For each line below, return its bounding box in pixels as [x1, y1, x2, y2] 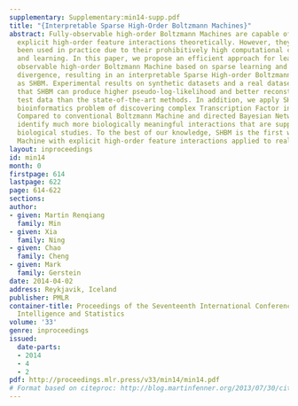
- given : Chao [9, 244, 62, 253]
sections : [9, 194, 46, 204]
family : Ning [17, 236, 66, 245]
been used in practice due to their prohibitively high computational [17, 46, 284, 55]
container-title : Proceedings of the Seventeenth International [9, 301, 252, 310]
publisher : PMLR [9, 293, 69, 302]
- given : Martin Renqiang [9, 210, 105, 220]
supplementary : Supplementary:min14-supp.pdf [9, 12, 180, 22]
